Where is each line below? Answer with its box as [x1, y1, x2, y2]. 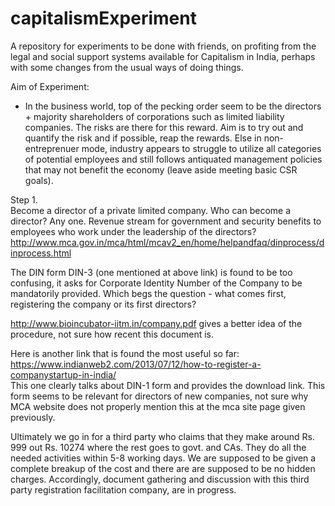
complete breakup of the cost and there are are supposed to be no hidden [10, 462, 316, 474]
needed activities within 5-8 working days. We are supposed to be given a [10, 452, 317, 464]
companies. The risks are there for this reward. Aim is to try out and [24, 121, 304, 133]
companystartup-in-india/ [10, 368, 117, 381]
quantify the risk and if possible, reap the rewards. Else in [24, 132, 262, 144]
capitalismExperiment [10, 7, 197, 30]
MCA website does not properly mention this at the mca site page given [10, 400, 306, 412]
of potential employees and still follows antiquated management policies [24, 153, 323, 165]
